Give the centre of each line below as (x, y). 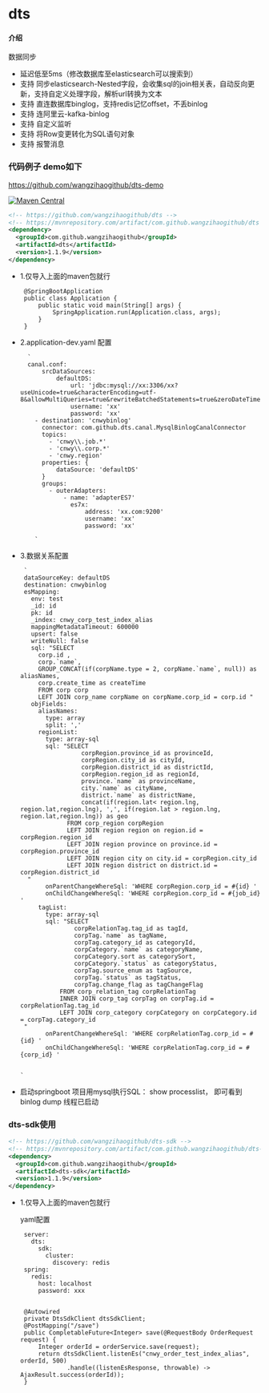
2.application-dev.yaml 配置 (66, 342)
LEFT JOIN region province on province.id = (142, 844)
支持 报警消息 (42, 144)
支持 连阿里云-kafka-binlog (64, 114)
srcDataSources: (68, 371)
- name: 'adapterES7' (99, 498)
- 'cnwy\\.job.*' (78, 442)
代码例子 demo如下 (45, 167)
